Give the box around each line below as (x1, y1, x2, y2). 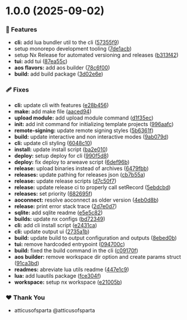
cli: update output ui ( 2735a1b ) (14, 228, 90, 235)
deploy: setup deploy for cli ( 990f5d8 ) (14, 152, 109, 159)
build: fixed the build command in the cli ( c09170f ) (14, 247, 138, 254)
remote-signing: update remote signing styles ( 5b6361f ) (14, 127, 154, 134)
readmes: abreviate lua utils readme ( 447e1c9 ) (14, 266, 129, 273)
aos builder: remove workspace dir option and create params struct (14, 253, 181, 260)
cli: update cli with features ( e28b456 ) (14, 101, 109, 108)
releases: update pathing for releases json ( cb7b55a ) (14, 171, 145, 178)
